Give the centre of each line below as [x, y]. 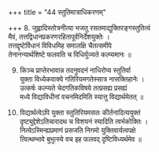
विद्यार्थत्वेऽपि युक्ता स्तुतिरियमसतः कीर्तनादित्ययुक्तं [80, 113]
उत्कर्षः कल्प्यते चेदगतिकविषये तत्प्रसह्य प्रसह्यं [73, 88]
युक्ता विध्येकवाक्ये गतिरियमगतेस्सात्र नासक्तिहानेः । [82, 79]
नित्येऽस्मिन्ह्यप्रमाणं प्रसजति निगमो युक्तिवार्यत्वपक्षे [78, 130]
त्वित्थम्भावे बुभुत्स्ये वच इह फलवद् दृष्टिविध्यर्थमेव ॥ [80, 139]
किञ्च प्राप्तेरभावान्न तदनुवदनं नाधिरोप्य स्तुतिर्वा [75, 70]
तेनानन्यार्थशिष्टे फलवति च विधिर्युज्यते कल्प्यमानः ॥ [70, 54]
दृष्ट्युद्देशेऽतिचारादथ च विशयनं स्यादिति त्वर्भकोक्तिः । [84, 121]
